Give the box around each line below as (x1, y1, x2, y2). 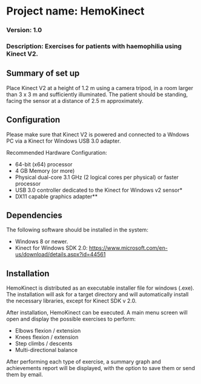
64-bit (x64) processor (15, 160, 73, 168)
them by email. (6, 371, 44, 379)
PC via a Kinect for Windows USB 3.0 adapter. (6, 137, 121, 145)
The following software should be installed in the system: (6, 226, 148, 233)
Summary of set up (6, 68, 80, 79)
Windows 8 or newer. (15, 238, 68, 246)
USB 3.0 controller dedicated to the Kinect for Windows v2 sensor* (15, 186, 183, 194)
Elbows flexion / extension (15, 327, 81, 334)
